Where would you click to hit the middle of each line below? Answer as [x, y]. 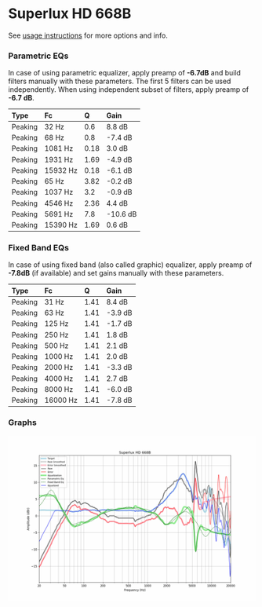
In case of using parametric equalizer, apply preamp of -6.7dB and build [125, 73]
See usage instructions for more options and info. [88, 35]
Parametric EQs [38, 56]
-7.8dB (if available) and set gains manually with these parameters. [116, 273]
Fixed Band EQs [38, 247]
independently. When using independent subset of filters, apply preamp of [129, 90]
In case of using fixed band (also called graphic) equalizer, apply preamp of [130, 265]
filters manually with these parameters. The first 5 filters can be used [120, 81]
